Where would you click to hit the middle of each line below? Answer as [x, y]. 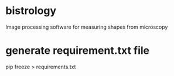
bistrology [31, 11]
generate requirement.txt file [78, 51]
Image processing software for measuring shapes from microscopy [87, 27]
